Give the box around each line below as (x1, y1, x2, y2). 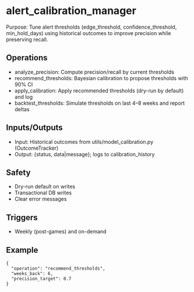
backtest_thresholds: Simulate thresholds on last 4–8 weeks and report (14, 99, 185, 107)
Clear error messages (14, 195, 67, 202)
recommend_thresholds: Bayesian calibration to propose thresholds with (14, 74, 188, 81)
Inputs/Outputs (6, 123, 63, 133)
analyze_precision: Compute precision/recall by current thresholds (14, 68, 175, 75)
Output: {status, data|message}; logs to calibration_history (14, 150, 155, 157)
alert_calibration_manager (6, 4, 137, 18)
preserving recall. (6, 36, 48, 43)
